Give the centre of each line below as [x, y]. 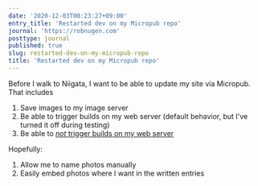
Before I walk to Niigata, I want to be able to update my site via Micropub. [129, 83]
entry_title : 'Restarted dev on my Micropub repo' [95, 23]
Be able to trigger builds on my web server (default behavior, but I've [134, 116]
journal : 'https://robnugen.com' [64, 31]
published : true [35, 46]
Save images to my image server [74, 107]
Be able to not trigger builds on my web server [97, 133]
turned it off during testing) [65, 125]
